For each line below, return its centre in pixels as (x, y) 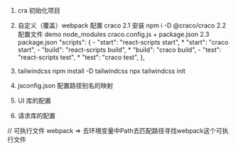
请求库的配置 (36, 116)
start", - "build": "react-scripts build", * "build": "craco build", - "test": (119, 50)
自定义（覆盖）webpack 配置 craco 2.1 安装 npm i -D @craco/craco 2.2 (122, 25)
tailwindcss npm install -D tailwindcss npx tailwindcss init (102, 71)
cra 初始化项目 (39, 10)
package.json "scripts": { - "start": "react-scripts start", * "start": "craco (123, 42)
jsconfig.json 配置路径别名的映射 (65, 86)
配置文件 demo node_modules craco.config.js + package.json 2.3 (113, 34)
